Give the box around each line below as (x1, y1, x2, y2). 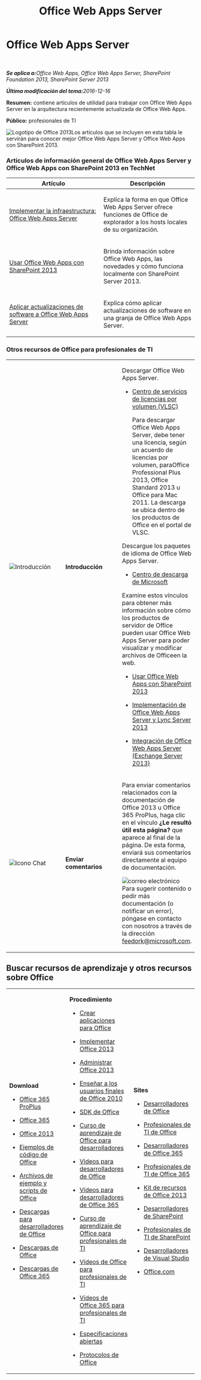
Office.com (143, 1267, 175, 1276)
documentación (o (121, 899, 173, 907)
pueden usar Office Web (121, 629, 191, 637)
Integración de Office (132, 736, 192, 745)
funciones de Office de (103, 211, 168, 219)
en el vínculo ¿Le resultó (121, 818, 192, 826)
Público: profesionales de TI (6, 117, 77, 124)
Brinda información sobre (103, 247, 175, 255)
